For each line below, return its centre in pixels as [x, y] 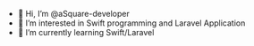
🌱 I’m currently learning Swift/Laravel [86, 32]
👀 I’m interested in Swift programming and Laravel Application [131, 23]
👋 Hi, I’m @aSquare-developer [73, 14]
